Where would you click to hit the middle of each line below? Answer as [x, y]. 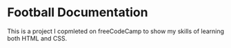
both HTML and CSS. [37, 38]
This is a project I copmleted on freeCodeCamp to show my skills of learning [116, 31]
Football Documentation [78, 13]
